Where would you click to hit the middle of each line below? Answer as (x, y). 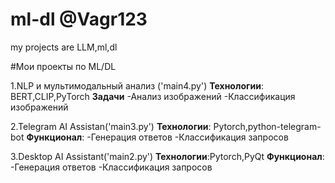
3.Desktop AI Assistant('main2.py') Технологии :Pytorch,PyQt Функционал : (167, 156)
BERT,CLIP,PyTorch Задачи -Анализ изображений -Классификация (153, 96)
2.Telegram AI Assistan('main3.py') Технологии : (111, 126)
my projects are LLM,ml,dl (64, 47)
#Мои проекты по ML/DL (63, 66)
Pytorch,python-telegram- (267, 126)
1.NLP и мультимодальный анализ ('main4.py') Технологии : (137, 85)
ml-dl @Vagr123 (79, 19)
